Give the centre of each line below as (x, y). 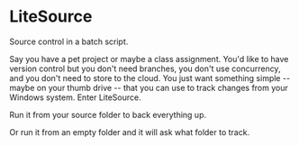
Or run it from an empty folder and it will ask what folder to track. (130, 132)
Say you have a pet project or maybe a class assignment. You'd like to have (149, 59)
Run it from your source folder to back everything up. (108, 114)
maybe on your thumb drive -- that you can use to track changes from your (149, 87)
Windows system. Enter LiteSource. (75, 97)
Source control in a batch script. (69, 41)
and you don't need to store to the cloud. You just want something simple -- (150, 78)
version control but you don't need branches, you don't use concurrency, (145, 68)
